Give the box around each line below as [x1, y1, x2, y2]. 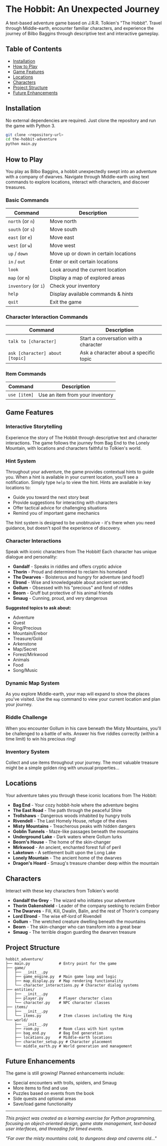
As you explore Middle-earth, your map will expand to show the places [5, 691, 150, 697]
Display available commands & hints [50, 291, 133, 298]
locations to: [5, 485, 31, 491]
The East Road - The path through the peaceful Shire [12, 807, 122, 813]
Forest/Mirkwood [12, 652, 48, 657]
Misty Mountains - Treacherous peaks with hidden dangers [12, 823, 136, 829]
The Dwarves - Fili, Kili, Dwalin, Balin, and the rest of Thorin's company [12, 908, 159, 914]
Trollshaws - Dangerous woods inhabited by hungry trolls [12, 813, 131, 819]
